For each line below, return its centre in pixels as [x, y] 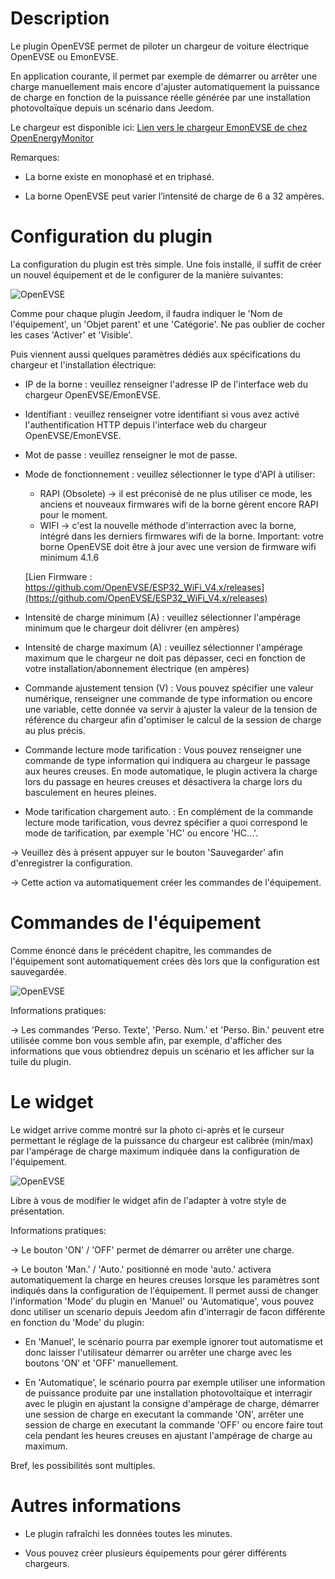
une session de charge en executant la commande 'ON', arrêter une [164, 1414]
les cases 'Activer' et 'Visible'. [71, 334]
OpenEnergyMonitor [52, 138]
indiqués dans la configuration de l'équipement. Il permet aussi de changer [165, 1290]
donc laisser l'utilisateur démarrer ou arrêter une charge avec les [158, 1352]
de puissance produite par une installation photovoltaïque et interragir [168, 1393]
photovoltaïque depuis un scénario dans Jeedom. [112, 108]
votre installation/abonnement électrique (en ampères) [137, 668]
